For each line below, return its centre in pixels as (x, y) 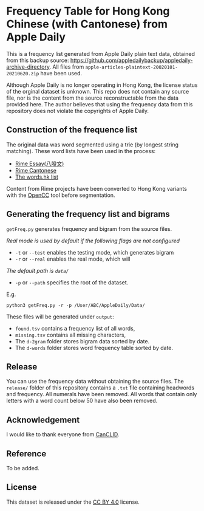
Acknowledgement (43, 420)
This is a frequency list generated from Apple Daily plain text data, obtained (101, 53)
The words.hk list (37, 177)
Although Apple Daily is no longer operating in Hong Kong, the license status (102, 85)
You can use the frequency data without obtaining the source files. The (95, 382)
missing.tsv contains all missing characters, (70, 335)
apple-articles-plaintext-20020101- (131, 67)
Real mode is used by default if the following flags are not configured (93, 241)
